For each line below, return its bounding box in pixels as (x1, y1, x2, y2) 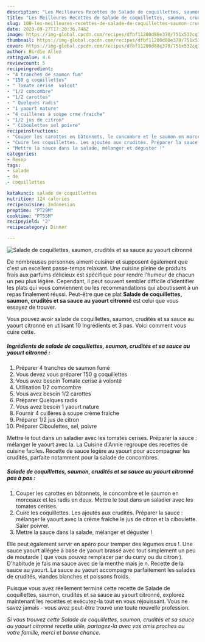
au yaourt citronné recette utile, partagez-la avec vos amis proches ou (7, 622, 185, 629)
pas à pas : (7, 474, 36, 482)
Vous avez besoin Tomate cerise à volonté (15, 377, 122, 384)
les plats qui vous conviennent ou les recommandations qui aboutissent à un (7, 284, 199, 291)
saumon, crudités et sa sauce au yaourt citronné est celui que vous (7, 297, 179, 304)
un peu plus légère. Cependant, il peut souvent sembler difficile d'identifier (7, 278, 195, 284)
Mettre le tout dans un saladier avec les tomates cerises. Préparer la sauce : (7, 434, 197, 441)
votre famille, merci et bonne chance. (7, 629, 101, 636)
